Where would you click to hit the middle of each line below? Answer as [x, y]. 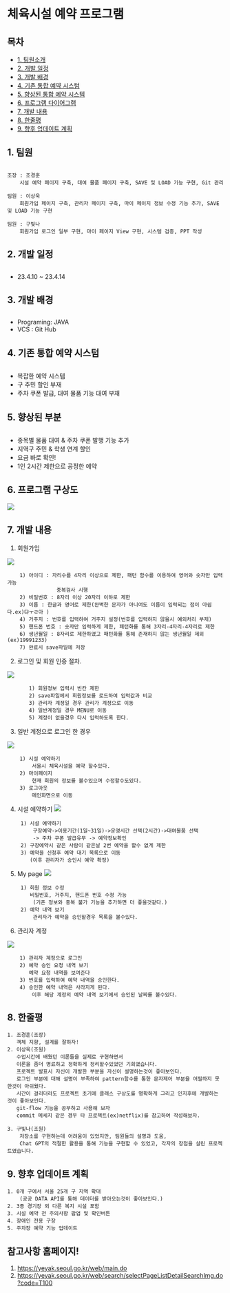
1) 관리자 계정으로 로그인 [51, 958]
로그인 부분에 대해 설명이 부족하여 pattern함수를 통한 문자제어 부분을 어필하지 [114, 1079]
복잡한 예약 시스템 [41, 376]
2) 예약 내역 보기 [42, 910]
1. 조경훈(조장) [27, 1035]
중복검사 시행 [72, 590]
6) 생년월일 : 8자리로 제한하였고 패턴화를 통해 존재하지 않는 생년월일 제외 [112, 634]
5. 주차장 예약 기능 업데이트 [42, 1228]
